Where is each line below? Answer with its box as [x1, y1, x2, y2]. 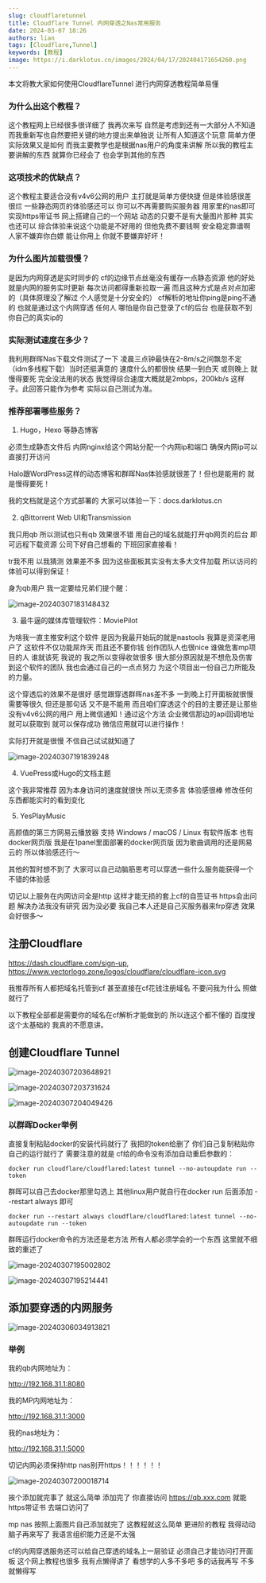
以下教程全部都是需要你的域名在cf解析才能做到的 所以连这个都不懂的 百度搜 [8, 1010, 256, 1020]
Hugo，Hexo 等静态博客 [19, 425, 99, 435]
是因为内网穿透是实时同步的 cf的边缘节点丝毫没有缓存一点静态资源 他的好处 [8, 272, 256, 283]
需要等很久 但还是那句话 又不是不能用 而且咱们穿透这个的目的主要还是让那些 [8, 700, 258, 709]
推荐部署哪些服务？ [8, 405, 82, 416]
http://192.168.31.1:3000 [8, 1412, 86, 1421]
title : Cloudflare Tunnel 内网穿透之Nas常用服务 [8, 19, 161, 27]
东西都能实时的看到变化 [8, 795, 85, 805]
